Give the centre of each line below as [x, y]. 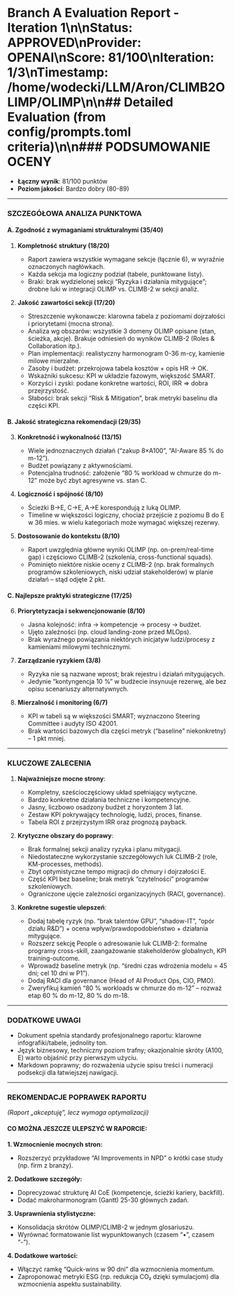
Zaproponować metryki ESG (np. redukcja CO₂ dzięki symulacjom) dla [118, 1276]
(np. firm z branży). [45, 1165]
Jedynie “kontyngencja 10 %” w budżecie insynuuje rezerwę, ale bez [127, 682]
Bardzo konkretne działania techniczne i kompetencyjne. [109, 800]
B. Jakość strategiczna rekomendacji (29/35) [74, 421]
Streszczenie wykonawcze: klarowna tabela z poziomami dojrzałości [126, 316]
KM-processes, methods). [65, 864]
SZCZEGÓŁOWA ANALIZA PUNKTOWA [74, 213]
